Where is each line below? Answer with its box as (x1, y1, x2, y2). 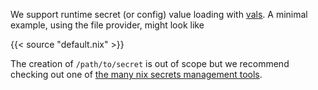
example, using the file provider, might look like (10, 19, 205, 31)
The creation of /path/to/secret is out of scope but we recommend (10, 58, 290, 69)
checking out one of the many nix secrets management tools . (10, 69, 263, 80)
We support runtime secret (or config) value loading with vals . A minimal (10, 9, 308, 20)
